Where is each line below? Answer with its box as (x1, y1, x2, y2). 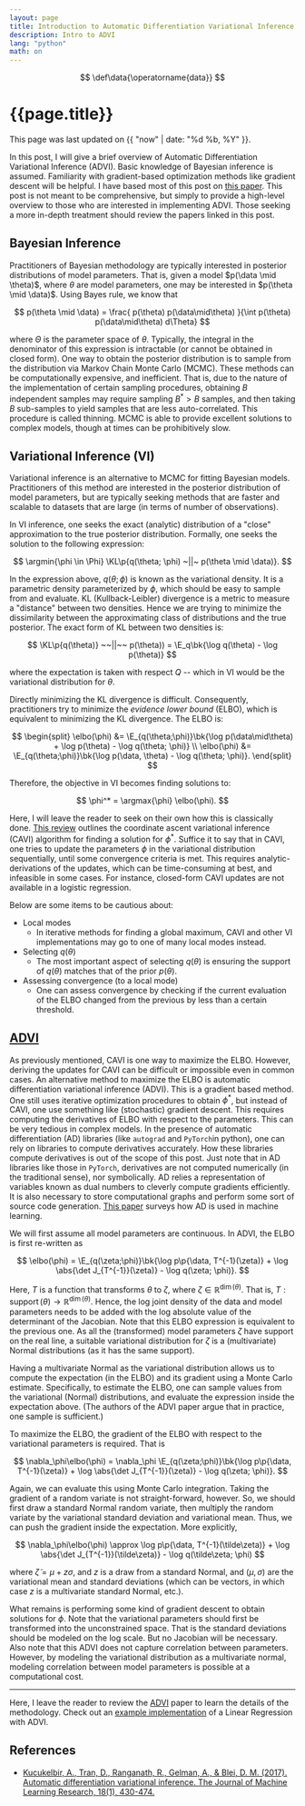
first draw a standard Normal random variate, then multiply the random (9, 1502, 274, 1513)
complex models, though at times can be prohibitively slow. (9, 422, 231, 433)
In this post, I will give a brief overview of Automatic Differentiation (9, 152, 259, 163)
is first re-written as (9, 1238, 84, 1249)
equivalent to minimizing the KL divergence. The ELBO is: (9, 713, 224, 724)
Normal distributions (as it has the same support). (9, 1344, 195, 1355)
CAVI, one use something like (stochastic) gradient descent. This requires (9, 1104, 284, 1115)
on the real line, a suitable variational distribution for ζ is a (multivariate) (9, 1335, 277, 1346)
